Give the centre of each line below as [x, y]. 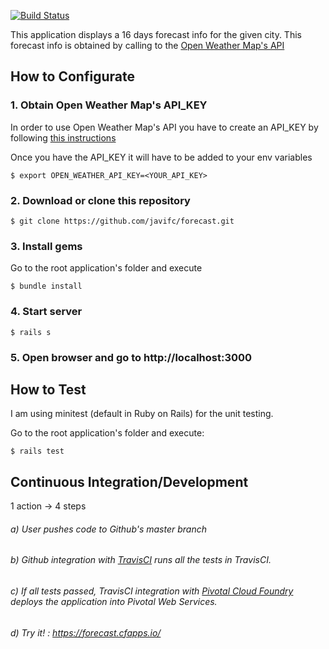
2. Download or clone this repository [100, 200]
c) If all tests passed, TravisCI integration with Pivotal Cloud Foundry [152, 591]
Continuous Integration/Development [129, 481]
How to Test [48, 389]
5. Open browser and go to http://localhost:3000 [131, 357]
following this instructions [63, 137]
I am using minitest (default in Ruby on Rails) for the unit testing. [142, 414]
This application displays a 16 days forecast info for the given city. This [156, 34]
